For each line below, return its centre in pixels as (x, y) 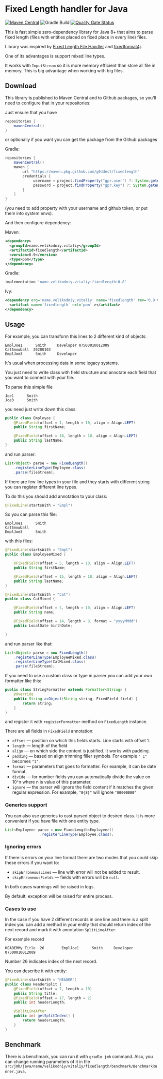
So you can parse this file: (31, 514)
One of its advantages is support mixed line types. (55, 56)
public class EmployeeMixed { (36, 554)
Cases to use (21, 909)
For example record (25, 939)
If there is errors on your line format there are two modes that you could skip (81, 857)
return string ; (38, 703)
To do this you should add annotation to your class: (56, 496)
